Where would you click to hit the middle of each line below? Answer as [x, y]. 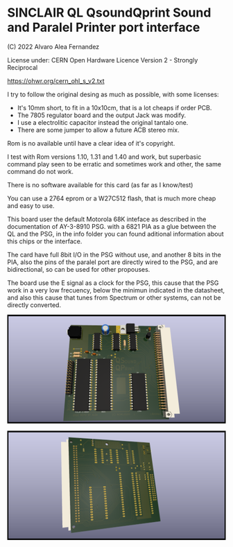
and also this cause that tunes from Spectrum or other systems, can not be [114, 297]
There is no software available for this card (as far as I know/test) [100, 184]
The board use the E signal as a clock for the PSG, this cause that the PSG [113, 283]
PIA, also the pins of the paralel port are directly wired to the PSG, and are [113, 262]
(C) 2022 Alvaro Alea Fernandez [53, 46]
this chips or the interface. [45, 241]
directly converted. [34, 305]
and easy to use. [31, 205]
